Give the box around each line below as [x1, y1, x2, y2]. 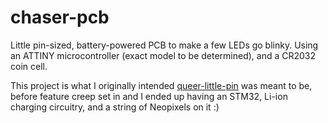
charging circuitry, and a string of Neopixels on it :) [10, 101, 220, 113]
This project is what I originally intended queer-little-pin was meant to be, [10, 79, 313, 91]
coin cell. [10, 60, 48, 72]
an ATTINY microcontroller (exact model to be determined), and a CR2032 [10, 49, 317, 61]
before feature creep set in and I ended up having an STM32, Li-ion [10, 90, 288, 102]
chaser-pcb [10, 6, 110, 29]
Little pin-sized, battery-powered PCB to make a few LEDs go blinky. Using [10, 39, 319, 51]
